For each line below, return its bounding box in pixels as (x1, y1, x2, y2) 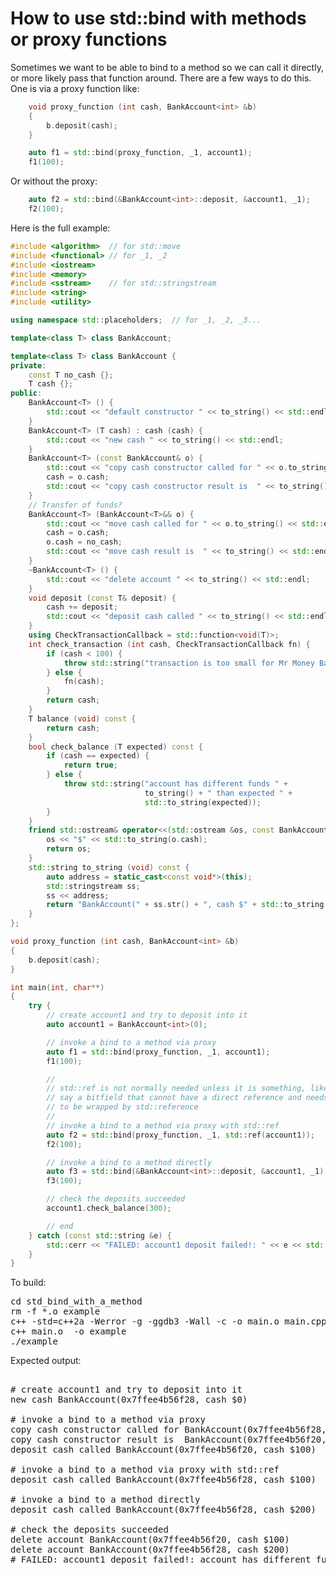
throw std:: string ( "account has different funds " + (63, 779, 288, 789)
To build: (10, 1277, 47, 1289)
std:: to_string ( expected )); (144, 797, 262, 807)
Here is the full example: (10, 222, 111, 234)
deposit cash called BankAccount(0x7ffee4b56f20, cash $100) (10, 1444, 317, 1456)
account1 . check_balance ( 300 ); (46, 1203, 172, 1214)
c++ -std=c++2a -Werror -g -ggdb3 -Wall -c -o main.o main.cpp (10, 1316, 327, 1327)
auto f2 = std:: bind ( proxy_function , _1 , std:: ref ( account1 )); (46, 1130, 315, 1140)
